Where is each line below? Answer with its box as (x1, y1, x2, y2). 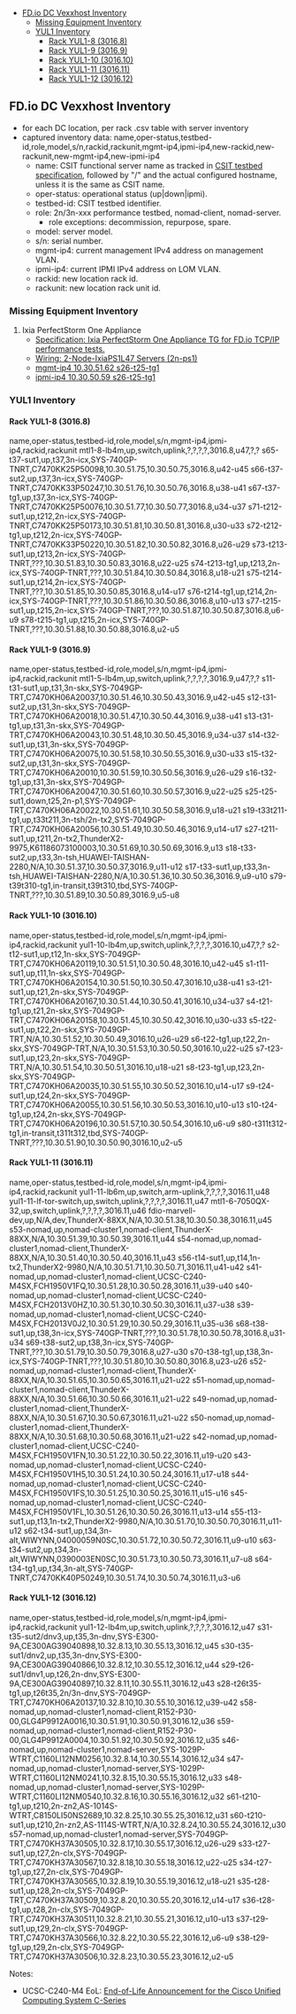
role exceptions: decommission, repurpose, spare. (48, 216, 231, 227)
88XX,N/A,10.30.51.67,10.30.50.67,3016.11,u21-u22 (9, 1412, 188, 1423)
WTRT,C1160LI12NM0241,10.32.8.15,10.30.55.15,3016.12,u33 (9, 1772, 224, 1784)
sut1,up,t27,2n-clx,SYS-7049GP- (9, 1847, 128, 1859)
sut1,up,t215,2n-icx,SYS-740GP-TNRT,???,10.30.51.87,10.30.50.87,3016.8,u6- (9, 605, 285, 616)
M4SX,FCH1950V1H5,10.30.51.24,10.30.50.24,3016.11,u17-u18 (9, 1468, 230, 1479)
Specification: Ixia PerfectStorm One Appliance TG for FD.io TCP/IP (34, 334, 280, 345)
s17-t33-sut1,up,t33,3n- (185, 861, 271, 872)
